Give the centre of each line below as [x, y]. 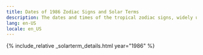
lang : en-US [21, 23]
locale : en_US [24, 29]
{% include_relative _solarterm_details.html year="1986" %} [81, 46]
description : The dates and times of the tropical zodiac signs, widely [100, 18]
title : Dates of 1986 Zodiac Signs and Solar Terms [72, 12]
